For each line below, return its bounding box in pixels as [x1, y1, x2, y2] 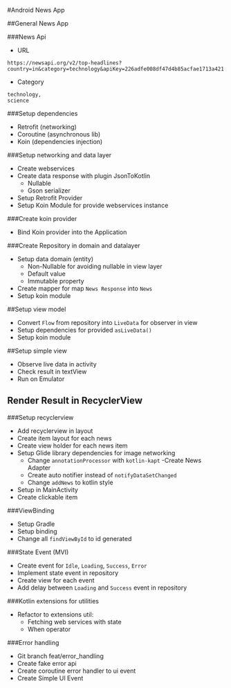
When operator [27, 625, 71, 633]
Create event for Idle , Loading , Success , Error [17, 561, 147, 570]
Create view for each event [17, 576, 95, 584]
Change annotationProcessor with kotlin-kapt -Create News [27, 456, 202, 464]
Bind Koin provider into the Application [17, 228, 127, 236]
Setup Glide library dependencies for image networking [17, 448, 176, 457]
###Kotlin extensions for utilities [7, 597, 99, 605]
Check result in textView [17, 367, 87, 376]
